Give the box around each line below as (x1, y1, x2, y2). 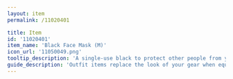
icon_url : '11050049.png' (7, 49, 82, 55)
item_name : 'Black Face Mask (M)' (7, 42, 107, 49)
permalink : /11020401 (7, 17, 70, 24)
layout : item (7, 10, 45, 17)
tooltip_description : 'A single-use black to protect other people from (7, 55, 222, 62)
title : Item (7, 29, 42, 36)
